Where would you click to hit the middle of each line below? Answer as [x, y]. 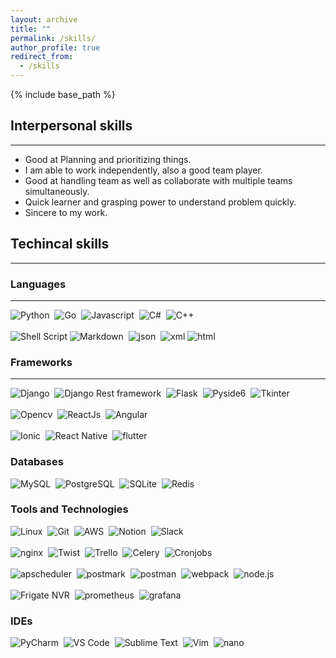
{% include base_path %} [63, 94]
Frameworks [41, 362]
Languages [38, 284]
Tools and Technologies [69, 509]
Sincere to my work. [66, 212]
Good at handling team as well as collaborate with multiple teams [158, 180]
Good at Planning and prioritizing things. [108, 159]
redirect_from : [42, 57]
